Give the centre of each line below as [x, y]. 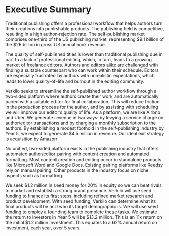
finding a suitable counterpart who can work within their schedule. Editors [82, 70]
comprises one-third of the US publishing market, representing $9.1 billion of [85, 39]
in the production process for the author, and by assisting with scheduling [82, 107]
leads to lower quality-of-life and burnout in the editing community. [75, 81]
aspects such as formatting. [34, 175]
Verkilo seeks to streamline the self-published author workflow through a [81, 91]
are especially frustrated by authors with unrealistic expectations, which [80, 75]
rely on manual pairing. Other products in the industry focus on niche [77, 170]
